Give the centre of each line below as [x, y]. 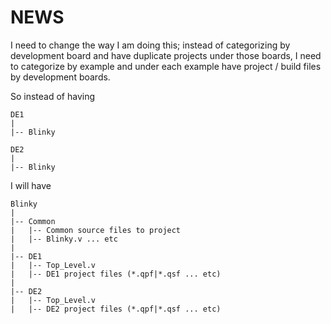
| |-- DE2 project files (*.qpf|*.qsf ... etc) [116, 309]
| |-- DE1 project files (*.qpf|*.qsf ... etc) [116, 274]
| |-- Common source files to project [96, 230]
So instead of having [53, 96]
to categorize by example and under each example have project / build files [166, 66]
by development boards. [60, 77]
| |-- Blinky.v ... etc [64, 239]
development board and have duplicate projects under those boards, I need [166, 55]
